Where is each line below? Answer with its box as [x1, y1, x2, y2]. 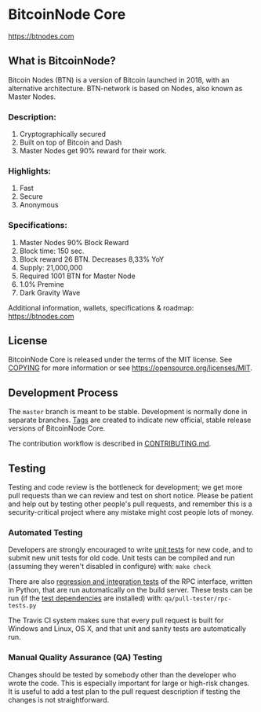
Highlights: [8, 165, 52, 176]
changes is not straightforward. [8, 695, 110, 704]
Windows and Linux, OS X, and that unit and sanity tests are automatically [8, 624, 247, 633]
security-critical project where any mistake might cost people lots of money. [8, 508, 254, 517]
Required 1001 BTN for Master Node [19, 271, 136, 281]
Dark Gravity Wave [19, 288, 81, 297]
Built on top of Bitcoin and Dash [19, 138, 122, 147]
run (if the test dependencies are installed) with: [8, 593, 163, 603]
